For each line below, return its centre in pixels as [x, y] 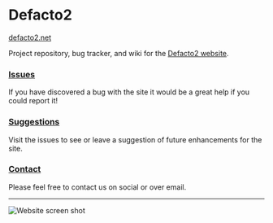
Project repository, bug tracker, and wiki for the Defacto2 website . [119, 53]
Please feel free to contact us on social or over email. [97, 187]
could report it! [33, 101]
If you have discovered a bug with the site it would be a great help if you [129, 92]
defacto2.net [30, 37]
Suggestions [34, 122]
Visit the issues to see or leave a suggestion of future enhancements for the [135, 139]
